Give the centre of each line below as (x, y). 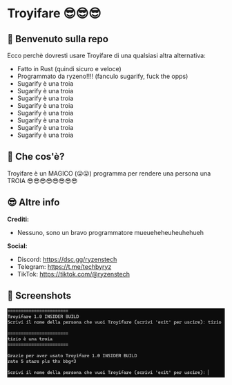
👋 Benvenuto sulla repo (58, 39)
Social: (17, 246)
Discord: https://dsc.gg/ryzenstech (67, 259)
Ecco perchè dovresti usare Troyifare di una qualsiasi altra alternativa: (106, 55)
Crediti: (18, 219)
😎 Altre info (33, 203)
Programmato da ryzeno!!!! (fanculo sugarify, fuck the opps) (103, 76)
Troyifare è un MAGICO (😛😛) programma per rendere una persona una (109, 173)
